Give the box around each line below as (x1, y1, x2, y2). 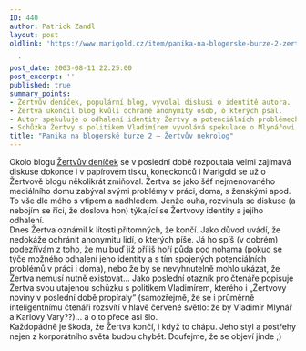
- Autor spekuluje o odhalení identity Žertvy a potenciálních (9, 115, 255, 124)
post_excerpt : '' (9, 72, 76, 82)
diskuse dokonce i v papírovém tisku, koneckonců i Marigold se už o (9, 166, 266, 177)
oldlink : (9, 38, 43, 48)
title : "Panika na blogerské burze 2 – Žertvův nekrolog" (9, 131, 234, 141)
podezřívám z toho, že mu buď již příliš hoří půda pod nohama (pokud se (9, 243, 282, 254)
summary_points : (9, 88, 71, 98)
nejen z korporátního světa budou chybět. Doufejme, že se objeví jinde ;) (9, 331, 282, 342)
